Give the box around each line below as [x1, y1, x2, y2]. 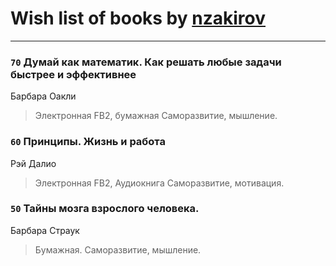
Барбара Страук [10, 224, 80, 236]
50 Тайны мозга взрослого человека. [10, 202, 200, 216]
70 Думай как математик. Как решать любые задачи [10, 55, 282, 69]
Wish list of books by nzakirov [10, 7, 266, 30]
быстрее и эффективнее [10, 67, 137, 81]
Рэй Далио [10, 157, 57, 169]
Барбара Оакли [10, 90, 77, 102]
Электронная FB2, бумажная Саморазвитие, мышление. [34, 110, 278, 122]
